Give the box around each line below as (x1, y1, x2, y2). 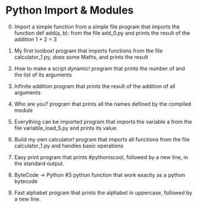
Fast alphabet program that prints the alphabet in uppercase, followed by (14, 189, 193, 196)
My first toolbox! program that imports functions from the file (14, 47, 163, 54)
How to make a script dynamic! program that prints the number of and (14, 64, 185, 72)
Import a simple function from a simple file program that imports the (14, 23, 180, 30)
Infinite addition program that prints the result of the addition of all (14, 82, 175, 89)
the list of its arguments (14, 71, 72, 78)
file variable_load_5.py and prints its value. (14, 124, 118, 131)
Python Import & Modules (5, 4, 134, 17)
